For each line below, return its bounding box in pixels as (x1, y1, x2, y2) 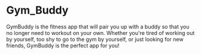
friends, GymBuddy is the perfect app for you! (6, 42, 120, 49)
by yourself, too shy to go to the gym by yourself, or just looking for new (6, 35, 184, 43)
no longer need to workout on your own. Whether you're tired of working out (6, 29, 195, 36)
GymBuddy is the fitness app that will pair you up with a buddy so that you (6, 23, 190, 30)
